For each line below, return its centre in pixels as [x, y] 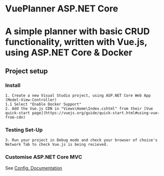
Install [13, 85]
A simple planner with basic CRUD [77, 32]
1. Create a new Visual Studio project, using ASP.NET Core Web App [78, 96]
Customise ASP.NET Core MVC [44, 157]
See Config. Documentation [34, 168]
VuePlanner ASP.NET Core [62, 9]
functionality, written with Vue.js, [76, 42]
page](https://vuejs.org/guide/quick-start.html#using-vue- [96, 113]
